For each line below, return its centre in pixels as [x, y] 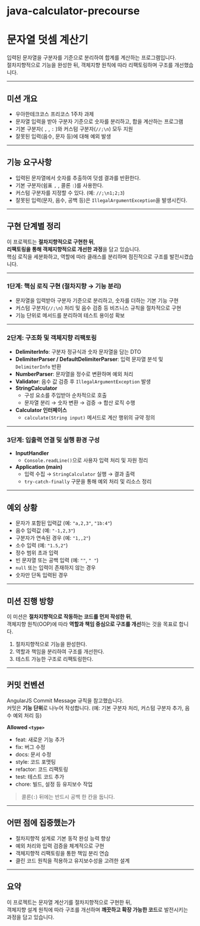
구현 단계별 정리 [34, 226]
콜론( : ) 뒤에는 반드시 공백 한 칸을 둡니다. [68, 796]
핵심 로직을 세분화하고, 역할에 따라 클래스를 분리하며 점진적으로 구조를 [88, 256]
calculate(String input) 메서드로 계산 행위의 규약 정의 [90, 418]
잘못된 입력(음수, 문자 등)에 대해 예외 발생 [63, 136]
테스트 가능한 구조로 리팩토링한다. [54, 659]
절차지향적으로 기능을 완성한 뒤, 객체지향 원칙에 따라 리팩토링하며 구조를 [90, 65]
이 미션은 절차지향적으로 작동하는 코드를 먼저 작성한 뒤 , [69, 617]
